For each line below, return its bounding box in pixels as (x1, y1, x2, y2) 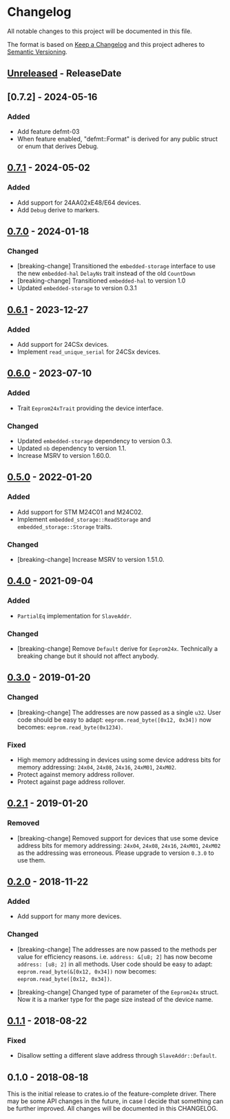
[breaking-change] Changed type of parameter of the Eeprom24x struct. (17, 987, 219, 996)
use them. (17, 856, 46, 864)
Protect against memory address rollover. (17, 770, 134, 779)
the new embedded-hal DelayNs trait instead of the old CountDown (17, 270, 196, 278)
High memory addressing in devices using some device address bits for (17, 756, 221, 764)
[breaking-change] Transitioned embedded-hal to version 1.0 (17, 276, 186, 285)
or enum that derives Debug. (17, 142, 98, 150)
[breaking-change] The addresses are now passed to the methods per (17, 945, 218, 954)
